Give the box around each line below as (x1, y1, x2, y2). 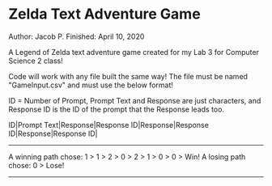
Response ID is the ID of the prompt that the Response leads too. (8, 104, 225, 114)
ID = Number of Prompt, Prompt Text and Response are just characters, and (8, 95, 261, 105)
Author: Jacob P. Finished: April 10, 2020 (8, 32, 145, 41)
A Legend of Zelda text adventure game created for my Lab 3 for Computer (8, 47, 259, 57)
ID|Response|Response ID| (8, 129, 98, 138)
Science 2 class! (8, 56, 63, 66)
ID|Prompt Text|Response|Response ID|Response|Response (8, 120, 209, 129)
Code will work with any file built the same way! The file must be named (8, 71, 249, 81)
